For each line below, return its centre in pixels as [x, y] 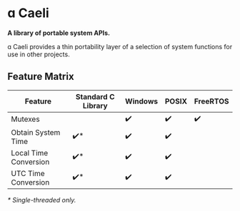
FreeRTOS [211, 101]
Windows [141, 101]
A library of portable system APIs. [59, 33]
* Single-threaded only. [42, 200]
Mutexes [26, 119]
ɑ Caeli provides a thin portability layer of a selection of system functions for [120, 46]
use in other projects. [39, 54]
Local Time [30, 153]
